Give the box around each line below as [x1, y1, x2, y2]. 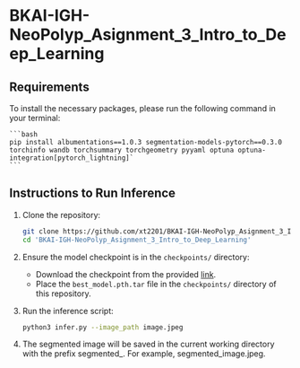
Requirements [9, 79, 90, 94]
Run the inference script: [21, 305, 114, 316]
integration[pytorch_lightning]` [9, 153, 134, 162]
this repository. [35, 288, 91, 299]
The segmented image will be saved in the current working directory [21, 338, 275, 350]
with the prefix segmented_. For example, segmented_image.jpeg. [21, 348, 266, 359]
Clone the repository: [21, 209, 101, 220]
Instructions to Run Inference [9, 186, 176, 201]
